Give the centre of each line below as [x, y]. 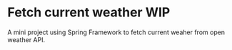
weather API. [26, 39]
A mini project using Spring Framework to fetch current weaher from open [116, 32]
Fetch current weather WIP [89, 12]
